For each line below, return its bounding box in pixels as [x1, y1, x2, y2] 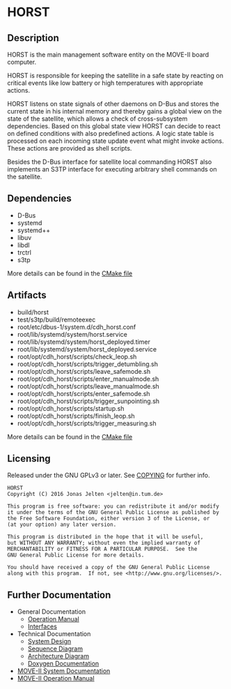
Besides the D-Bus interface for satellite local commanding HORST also [7, 158, 212, 166]
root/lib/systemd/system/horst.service [17, 330, 127, 338]
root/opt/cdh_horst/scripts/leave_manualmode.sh [17, 381, 160, 391]
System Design [27, 637, 72, 646]
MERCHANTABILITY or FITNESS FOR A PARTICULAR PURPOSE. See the [7, 545, 198, 553]
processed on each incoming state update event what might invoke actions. [7, 137, 224, 145]
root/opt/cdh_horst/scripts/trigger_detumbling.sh [17, 360, 159, 368]
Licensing [7, 453, 51, 464]
